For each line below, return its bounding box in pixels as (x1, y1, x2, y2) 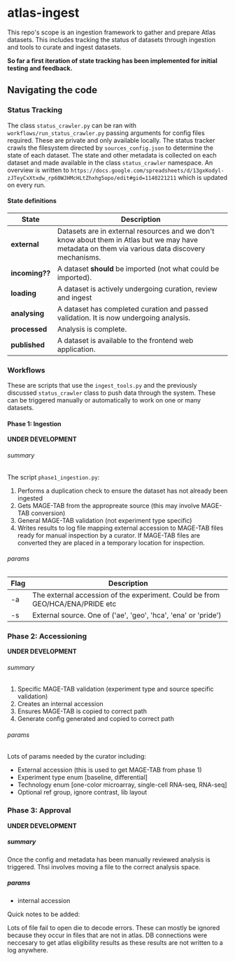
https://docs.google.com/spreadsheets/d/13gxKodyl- (71, 167, 225, 174)
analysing (10, 308, 45, 318)
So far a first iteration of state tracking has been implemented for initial (7, 56, 218, 64)
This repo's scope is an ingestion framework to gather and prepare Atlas (7, 28, 216, 36)
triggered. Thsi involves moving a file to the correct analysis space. (7, 862, 201, 871)
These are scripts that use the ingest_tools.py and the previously (7, 381, 197, 390)
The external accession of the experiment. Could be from (32, 590, 220, 600)
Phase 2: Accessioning (7, 631, 87, 641)
